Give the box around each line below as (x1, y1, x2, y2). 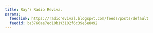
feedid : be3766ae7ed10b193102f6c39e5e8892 (9, 20, 98, 26)
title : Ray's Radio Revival (5, 7, 63, 12)
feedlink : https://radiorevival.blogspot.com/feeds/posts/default (9, 16, 149, 21)
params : (5, 12, 21, 16)
